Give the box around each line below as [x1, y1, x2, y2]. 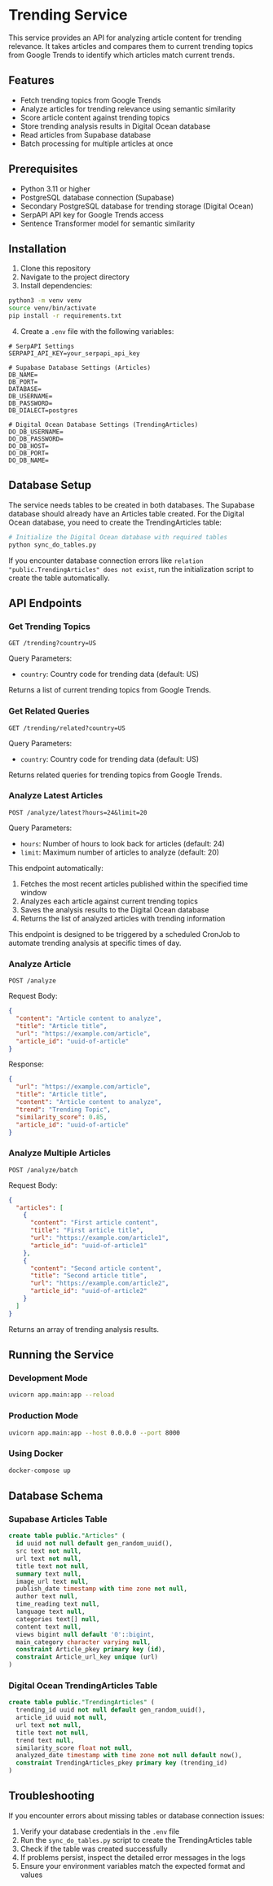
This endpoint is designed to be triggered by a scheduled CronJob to [8, 929, 240, 939]
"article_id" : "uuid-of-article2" [29, 1287, 148, 1295]
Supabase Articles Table [8, 1513, 108, 1524]
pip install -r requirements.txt [8, 312, 122, 320]
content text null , [15, 1623, 82, 1631]
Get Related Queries [8, 706, 90, 717]
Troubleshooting [8, 1789, 95, 1803]
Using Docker [8, 1448, 64, 1459]
